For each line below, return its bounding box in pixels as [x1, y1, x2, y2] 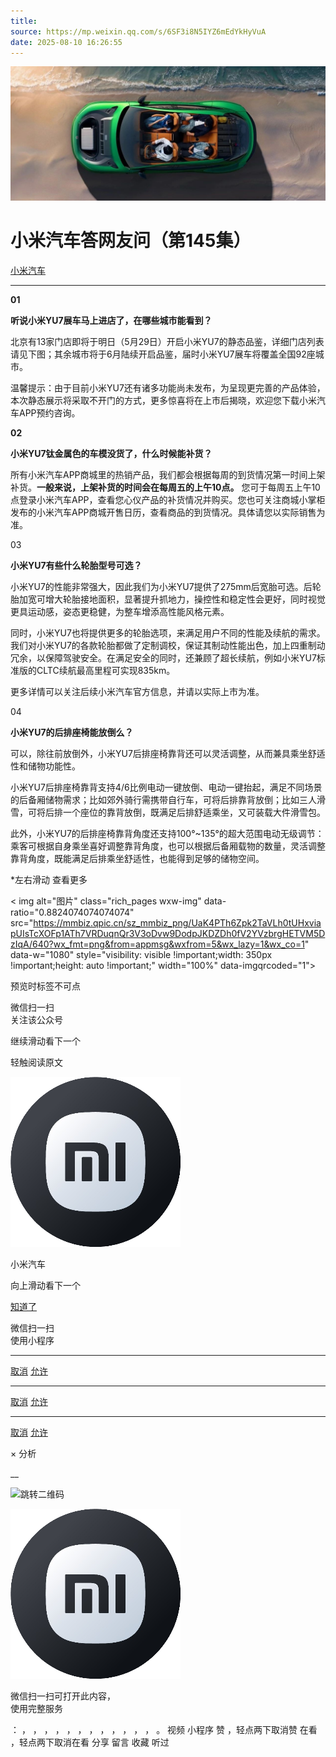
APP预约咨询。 [18, 406, 81, 419]
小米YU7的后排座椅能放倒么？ [10, 726, 134, 738]
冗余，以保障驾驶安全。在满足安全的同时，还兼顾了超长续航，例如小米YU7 [10, 651, 317, 664]
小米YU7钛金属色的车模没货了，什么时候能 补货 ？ [10, 447, 213, 459]
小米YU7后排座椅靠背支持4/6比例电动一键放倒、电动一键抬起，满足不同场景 [10, 781, 323, 793]
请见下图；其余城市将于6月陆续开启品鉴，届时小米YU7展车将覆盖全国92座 [10, 348, 316, 360]
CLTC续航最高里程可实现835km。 [36, 664, 176, 676]
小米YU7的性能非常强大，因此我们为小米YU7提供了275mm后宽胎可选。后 [10, 580, 313, 592]
